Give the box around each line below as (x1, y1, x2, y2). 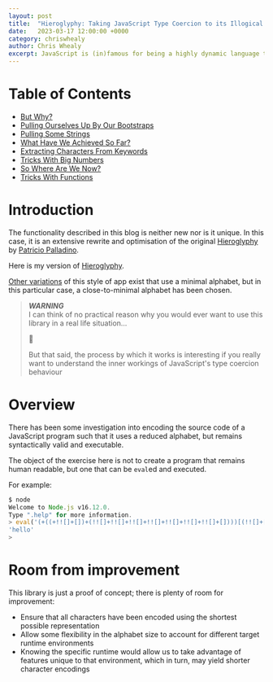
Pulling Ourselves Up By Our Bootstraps (19, 120, 154, 130)
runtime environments (19, 638, 94, 648)
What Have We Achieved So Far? (19, 138, 132, 147)
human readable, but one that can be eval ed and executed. (8, 464, 207, 474)
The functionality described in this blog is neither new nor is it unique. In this (8, 227, 264, 237)
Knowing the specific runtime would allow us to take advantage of (19, 647, 241, 656)
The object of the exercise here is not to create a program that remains (8, 455, 245, 465)
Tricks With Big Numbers (19, 155, 104, 164)
